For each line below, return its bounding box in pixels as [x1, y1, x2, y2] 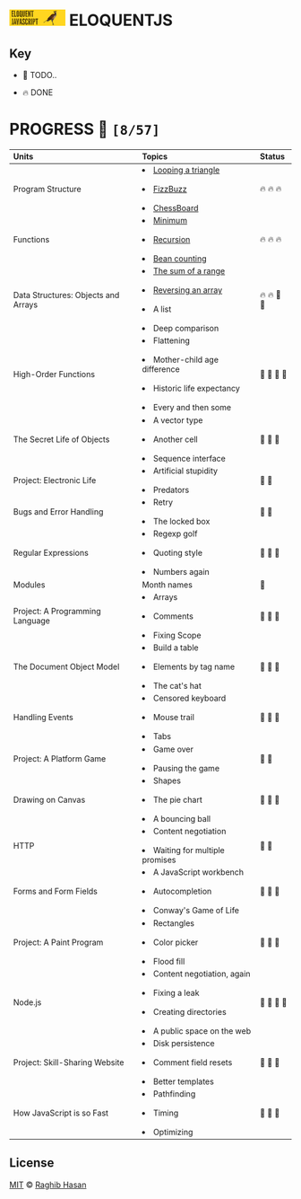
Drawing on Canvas [13, 794, 86, 805]
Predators [152, 484, 190, 495]
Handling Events [13, 712, 73, 723]
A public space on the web [152, 1025, 252, 1036]
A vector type [152, 414, 203, 426]
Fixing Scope [152, 630, 202, 640]
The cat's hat [152, 681, 202, 692]
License [9, 1155, 55, 1171]
